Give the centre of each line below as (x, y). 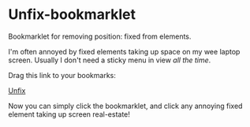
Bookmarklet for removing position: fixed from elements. (100, 36)
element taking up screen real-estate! (69, 114)
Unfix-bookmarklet (72, 15)
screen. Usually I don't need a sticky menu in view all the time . (110, 60)
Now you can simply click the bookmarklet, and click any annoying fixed (125, 106)
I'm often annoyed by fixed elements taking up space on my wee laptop (124, 51)
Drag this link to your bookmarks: (62, 75)
